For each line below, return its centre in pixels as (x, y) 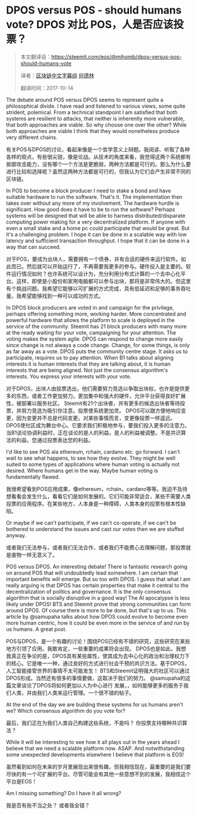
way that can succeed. (33, 247)
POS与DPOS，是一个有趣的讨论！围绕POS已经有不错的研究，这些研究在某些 (98, 641)
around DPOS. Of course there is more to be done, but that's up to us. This (96, 610)
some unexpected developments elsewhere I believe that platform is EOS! (95, 755)
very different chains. (32, 137)
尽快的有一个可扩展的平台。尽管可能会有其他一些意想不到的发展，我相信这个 (98, 774)
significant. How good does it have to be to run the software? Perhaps (91, 209)
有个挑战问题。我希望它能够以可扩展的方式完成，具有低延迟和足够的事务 (93, 288)
